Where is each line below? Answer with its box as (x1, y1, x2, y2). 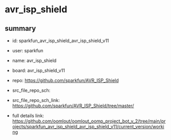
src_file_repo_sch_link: (12, 97, 60, 103)
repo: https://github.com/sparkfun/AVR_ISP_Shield (12, 77, 119, 83)
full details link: (12, 113, 45, 118)
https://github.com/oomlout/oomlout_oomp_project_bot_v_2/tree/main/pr (12, 118, 166, 124)
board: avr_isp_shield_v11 (12, 68, 65, 73)
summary (5, 24, 36, 33)
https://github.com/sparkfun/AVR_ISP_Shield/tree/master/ (12, 103, 134, 109)
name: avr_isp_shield (12, 57, 57, 64)
